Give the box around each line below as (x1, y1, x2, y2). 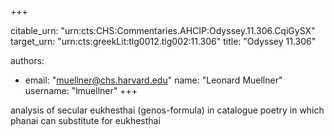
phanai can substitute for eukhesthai (10, 115, 161, 126)
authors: (10, 55, 45, 66)
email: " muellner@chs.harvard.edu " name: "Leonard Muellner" (24, 74, 283, 86)
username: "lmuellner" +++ (24, 85, 138, 96)
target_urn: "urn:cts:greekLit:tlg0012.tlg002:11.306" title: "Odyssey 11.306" (10, 36, 317, 47)
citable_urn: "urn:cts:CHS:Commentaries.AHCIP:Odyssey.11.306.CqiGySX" (10, 25, 316, 36)
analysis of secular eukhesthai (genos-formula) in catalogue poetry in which (10, 104, 325, 116)
